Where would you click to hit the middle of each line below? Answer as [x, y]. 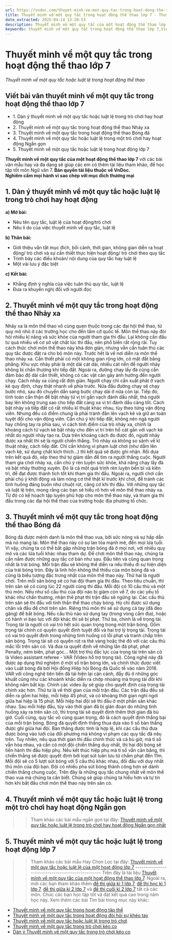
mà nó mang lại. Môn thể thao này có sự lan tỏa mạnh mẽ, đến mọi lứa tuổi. [84, 543]
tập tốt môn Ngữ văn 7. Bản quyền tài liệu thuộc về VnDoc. [68, 170]
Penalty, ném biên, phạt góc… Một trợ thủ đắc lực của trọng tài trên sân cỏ [84, 652]
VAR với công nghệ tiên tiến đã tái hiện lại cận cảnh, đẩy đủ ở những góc [82, 674]
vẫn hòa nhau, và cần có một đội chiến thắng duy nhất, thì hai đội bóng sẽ [83, 745]
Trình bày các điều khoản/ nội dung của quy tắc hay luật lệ [75, 258]
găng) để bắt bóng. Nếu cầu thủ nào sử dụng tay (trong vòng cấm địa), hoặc [86, 614]
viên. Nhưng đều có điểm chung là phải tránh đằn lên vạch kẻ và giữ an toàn [86, 413]
